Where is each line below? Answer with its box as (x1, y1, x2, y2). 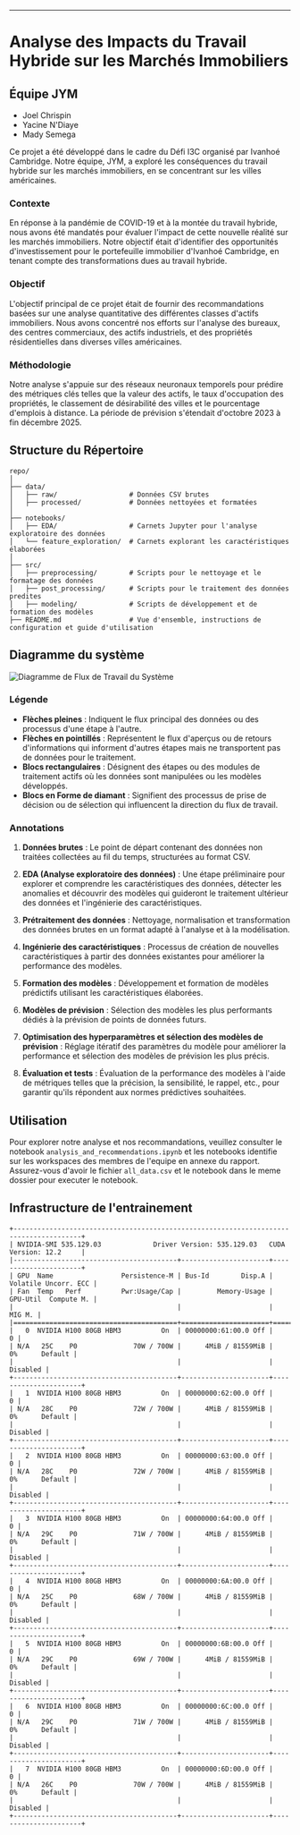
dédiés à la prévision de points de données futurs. (21, 1015, 207, 1025)
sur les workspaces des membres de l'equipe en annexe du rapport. (9, 1155, 261, 1166)
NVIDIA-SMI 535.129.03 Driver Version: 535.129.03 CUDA (17, 1240, 286, 1249)
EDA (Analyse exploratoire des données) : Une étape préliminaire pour (21, 869, 286, 879)
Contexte (9, 197, 51, 209)
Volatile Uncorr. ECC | (9, 1279, 98, 1288)
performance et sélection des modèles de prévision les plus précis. (21, 1050, 270, 1061)
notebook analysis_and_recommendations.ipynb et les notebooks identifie (9, 1146, 278, 1157)
